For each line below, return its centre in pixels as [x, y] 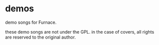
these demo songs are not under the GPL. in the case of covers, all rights [80, 32]
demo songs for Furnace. [31, 22]
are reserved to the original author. [40, 37]
